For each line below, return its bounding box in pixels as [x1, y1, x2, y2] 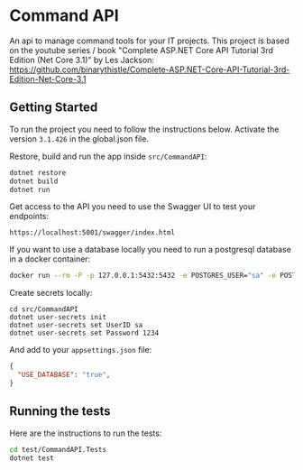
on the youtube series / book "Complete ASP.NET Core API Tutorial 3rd [9, 44, 273, 55]
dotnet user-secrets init [9, 313, 106, 322]
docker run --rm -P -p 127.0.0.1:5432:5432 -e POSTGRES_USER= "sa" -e [9, 272, 277, 281]
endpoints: [9, 211, 50, 222]
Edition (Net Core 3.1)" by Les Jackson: [9, 54, 155, 65]
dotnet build [9, 177, 59, 186]
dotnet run [9, 185, 50, 194]
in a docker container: [9, 253, 91, 264]
